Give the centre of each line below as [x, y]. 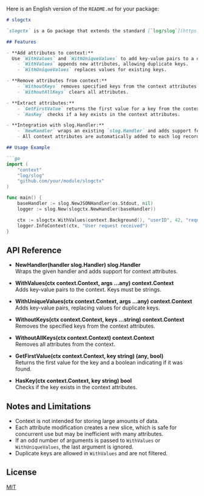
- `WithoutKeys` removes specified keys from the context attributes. [108, 86]
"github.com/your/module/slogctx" [61, 181]
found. [23, 369]
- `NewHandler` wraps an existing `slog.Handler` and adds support [104, 131]
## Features [21, 42]
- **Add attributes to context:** [50, 53]
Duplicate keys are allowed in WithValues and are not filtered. [91, 453]
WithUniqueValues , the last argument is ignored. [74, 447]
